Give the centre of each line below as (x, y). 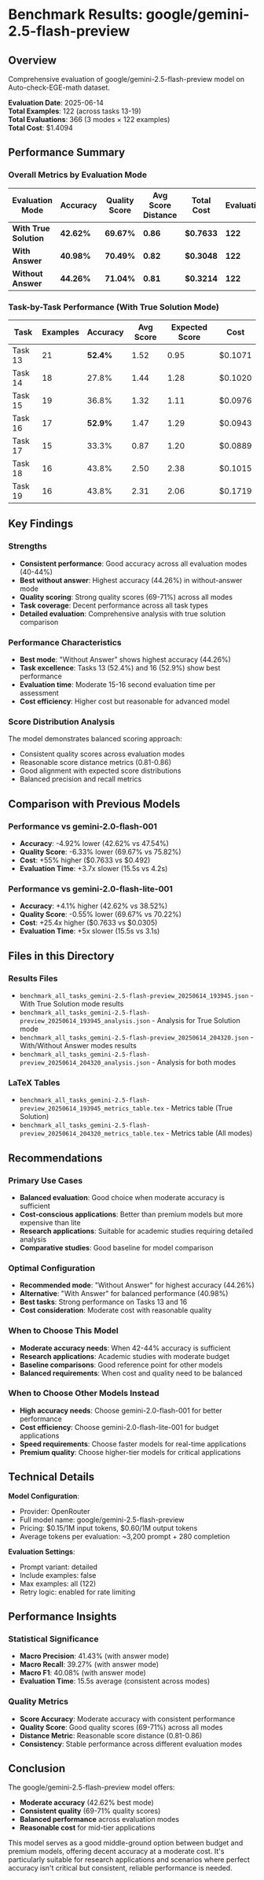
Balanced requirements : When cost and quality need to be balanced (131, 1373)
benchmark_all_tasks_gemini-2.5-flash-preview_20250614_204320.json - (136, 1037)
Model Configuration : (44, 1496)
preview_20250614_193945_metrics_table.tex (92, 1109)
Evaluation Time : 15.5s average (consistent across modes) (115, 1681)
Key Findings (41, 524)
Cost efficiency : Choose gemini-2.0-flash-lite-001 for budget (119, 1427)
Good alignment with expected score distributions (100, 771)
